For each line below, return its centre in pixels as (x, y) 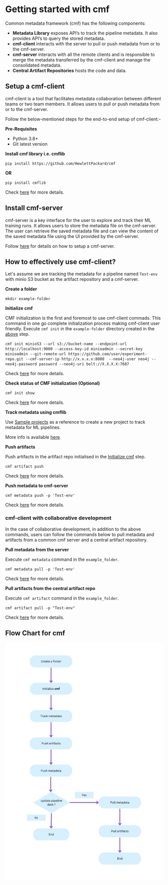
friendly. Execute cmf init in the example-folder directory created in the (80, 329)
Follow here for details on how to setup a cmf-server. (60, 246)
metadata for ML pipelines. (33, 428)
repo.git (14, 359)
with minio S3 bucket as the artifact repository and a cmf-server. (72, 279)
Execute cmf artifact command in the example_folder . (62, 598)
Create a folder (21, 289)
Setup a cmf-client (35, 86)
